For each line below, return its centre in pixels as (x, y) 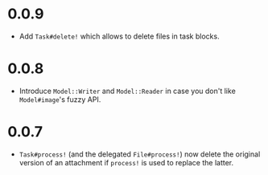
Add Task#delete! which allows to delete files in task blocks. (119, 36)
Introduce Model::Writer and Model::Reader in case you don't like (128, 91)
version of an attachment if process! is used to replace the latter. (126, 162)
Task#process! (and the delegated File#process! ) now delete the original (140, 154)
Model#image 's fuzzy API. (60, 99)
